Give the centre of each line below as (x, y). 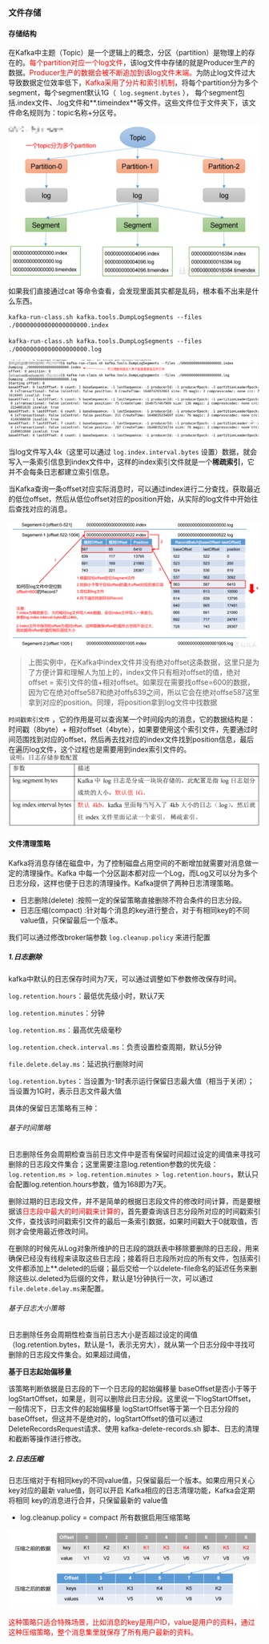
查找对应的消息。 (43, 509)
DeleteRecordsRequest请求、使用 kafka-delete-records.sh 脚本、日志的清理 (134, 1429)
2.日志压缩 (26, 1458)
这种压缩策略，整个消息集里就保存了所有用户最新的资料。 (103, 1632)
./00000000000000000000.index (59, 325)
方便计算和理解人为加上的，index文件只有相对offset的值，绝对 (138, 673)
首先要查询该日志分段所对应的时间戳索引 (194, 1211)
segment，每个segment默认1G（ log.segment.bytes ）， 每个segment (123, 93)
